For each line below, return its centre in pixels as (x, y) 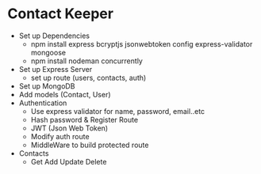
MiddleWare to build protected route (90, 145)
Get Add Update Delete (69, 161)
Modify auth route (60, 136)
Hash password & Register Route (84, 119)
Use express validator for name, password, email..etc (118, 111)
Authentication (43, 103)
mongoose (48, 52)
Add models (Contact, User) (65, 94)
